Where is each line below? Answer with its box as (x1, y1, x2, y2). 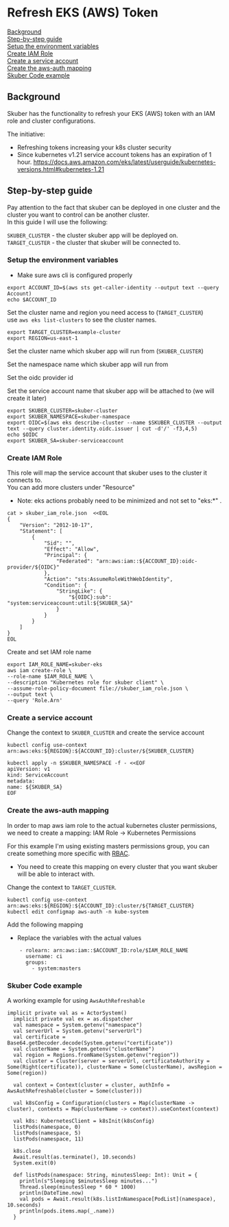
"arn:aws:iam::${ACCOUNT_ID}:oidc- (95, 558, 197, 565)
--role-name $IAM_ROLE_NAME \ (7, 674, 94, 680)
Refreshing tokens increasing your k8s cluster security (16, 143, 171, 152)
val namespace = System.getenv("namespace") (13, 1022, 143, 1029)
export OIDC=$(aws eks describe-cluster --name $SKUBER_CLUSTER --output (7, 419, 223, 426)
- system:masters (32, 965, 81, 972)
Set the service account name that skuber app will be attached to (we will (7, 386, 215, 395)
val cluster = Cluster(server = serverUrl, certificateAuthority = (13, 1058, 210, 1064)
